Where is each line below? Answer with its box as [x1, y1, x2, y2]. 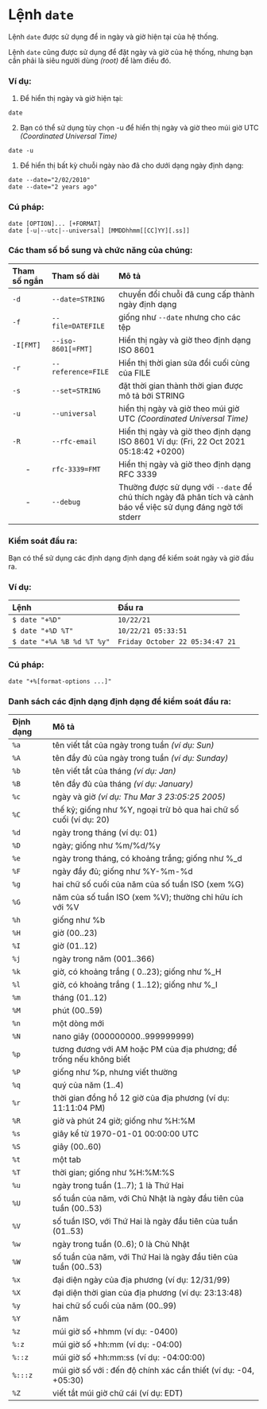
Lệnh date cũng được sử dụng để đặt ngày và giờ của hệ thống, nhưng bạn [8, 47, 253, 56]
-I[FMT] [12, 340, 41, 349]
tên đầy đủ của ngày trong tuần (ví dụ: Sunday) [52, 753, 229, 764]
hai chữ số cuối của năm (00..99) [52, 1300, 177, 1311]
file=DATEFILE [51, 321, 105, 331]
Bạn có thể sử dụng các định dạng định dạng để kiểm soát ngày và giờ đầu [8, 553, 254, 563]
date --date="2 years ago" [8, 183, 98, 192]
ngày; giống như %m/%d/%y [52, 840, 161, 852]
